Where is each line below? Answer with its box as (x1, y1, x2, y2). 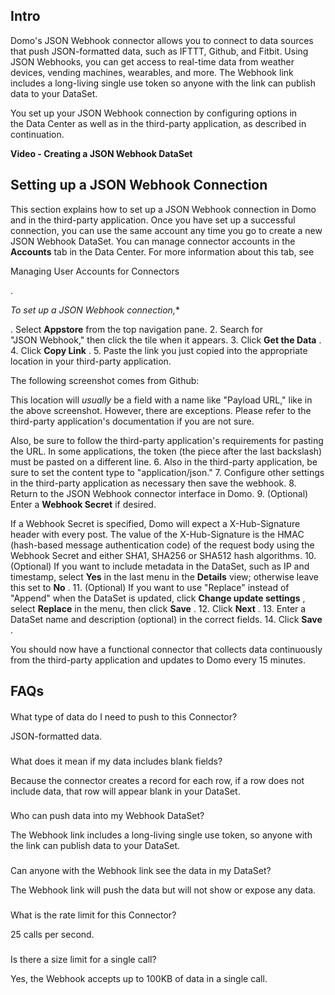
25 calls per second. (10, 929, 95, 941)
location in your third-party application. (10, 355, 172, 367)
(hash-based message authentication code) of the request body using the (10, 539, 315, 551)
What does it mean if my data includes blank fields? (10, 755, 223, 767)
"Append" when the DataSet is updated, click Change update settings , (10, 592, 306, 604)
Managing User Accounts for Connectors (10, 265, 180, 277)
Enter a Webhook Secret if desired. (10, 498, 157, 510)
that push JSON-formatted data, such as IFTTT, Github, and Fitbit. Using (10, 45, 309, 57)
